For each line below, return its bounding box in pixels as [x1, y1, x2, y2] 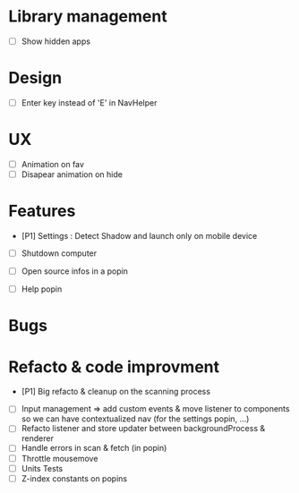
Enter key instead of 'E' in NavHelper [21, 97, 158, 108]
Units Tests [21, 463, 64, 473]
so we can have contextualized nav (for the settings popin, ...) [21, 413, 250, 424]
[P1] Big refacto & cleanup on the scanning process [21, 387, 211, 397]
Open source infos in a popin [21, 266, 129, 276]
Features [8, 201, 76, 221]
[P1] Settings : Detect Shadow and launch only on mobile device [21, 231, 258, 241]
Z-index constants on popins [21, 472, 127, 484]
